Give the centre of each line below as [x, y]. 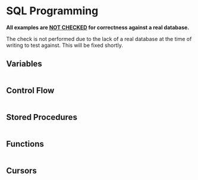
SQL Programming [52, 11]
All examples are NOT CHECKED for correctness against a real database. [98, 27]
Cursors [22, 170]
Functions [25, 144]
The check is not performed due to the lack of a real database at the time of [99, 39]
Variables [24, 64]
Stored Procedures [42, 117]
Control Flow [30, 91]
